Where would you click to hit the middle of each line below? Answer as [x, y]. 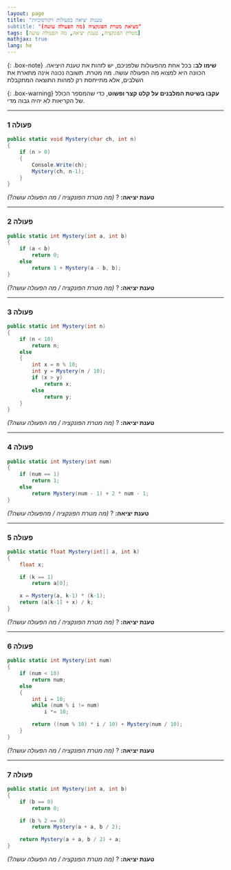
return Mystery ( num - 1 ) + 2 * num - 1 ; [90, 493]
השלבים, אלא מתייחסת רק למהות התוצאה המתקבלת [76, 80]
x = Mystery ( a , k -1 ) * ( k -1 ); [63, 596]
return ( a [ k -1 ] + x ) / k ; [57, 602]
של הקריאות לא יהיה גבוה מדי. [46, 100]
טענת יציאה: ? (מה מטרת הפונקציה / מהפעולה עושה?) [78, 513]
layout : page [26, 13]
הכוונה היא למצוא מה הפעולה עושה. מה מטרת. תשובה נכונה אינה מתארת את [107, 72]
